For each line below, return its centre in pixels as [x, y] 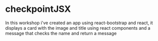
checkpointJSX [38, 9]
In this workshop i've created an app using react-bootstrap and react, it [79, 23]
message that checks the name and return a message [61, 33]
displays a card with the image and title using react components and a [78, 28]
